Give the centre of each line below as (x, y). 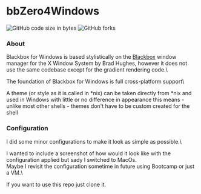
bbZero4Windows (53, 11)
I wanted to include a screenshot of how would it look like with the (89, 153)
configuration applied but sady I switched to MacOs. (72, 159)
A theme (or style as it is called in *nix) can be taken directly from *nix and (99, 93)
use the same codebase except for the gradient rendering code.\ (87, 70)
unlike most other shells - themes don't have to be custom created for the (98, 106)
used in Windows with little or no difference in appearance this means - (95, 100)
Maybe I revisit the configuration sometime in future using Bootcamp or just (100, 166)
